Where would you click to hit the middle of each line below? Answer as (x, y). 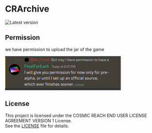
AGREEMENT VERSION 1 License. (39, 120)
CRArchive (27, 9)
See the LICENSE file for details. (37, 126)
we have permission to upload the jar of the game (55, 49)
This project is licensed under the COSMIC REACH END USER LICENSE (76, 116)
